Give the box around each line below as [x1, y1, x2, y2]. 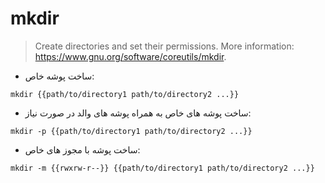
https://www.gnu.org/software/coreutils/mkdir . [34, 50, 227, 62]
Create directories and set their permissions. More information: [34, 40, 295, 52]
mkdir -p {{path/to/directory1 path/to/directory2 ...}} [10, 126, 253, 136]
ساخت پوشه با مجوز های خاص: [24, 143, 141, 156]
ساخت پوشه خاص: [24, 70, 95, 82]
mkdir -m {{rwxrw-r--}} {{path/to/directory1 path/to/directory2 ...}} [10, 163, 315, 173]
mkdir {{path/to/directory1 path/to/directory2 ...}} [10, 89, 240, 99]
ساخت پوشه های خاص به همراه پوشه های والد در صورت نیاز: [24, 107, 252, 119]
